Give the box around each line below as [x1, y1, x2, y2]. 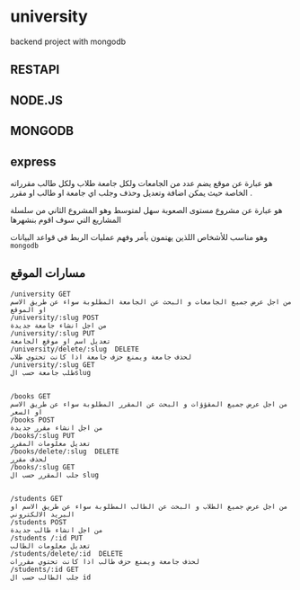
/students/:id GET [10, 565, 79, 574]
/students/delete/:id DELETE [10, 549, 124, 559]
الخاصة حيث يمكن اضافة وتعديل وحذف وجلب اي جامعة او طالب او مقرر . [10, 187, 252, 198]
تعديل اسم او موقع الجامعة [10, 336, 111, 345]
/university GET [10, 290, 71, 299]
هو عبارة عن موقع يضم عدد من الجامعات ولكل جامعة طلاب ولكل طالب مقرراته [10, 177, 273, 188]
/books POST [10, 416, 55, 425]
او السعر [10, 407, 43, 416]
